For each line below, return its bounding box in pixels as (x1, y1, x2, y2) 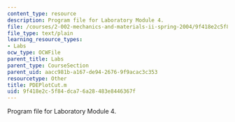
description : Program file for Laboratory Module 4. (7, 17, 164, 24)
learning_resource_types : (7, 36, 83, 43)
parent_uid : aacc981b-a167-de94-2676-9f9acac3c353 (7, 68, 158, 75)
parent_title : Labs (7, 56, 64, 63)
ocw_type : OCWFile (7, 49, 61, 56)
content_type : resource (7, 10, 77, 17)
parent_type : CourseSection (7, 62, 90, 69)
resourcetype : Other (7, 75, 68, 82)
